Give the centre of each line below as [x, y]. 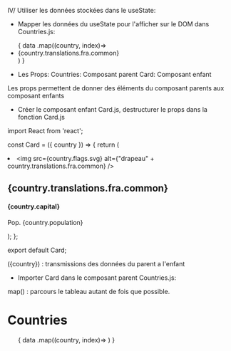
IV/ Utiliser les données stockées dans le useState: [82, 10]
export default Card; [37, 250]
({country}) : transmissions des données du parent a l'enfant [96, 263]
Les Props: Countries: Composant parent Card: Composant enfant [114, 74]
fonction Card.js [41, 117]
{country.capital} [34, 206]
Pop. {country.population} [45, 222]
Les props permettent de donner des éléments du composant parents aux [116, 88]
